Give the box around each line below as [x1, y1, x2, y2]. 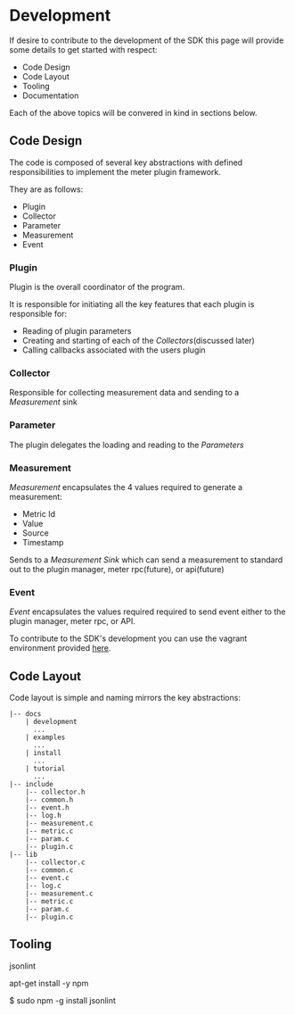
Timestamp [21, 537, 64, 547]
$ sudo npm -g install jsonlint [9, 994, 116, 1005]
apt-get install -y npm [9, 978, 89, 988]
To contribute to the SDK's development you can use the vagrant [9, 633, 248, 644]
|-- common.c [25, 866, 74, 875]
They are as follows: [9, 184, 84, 195]
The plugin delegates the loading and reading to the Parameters [9, 439, 244, 450]
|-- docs [9, 710, 42, 719]
